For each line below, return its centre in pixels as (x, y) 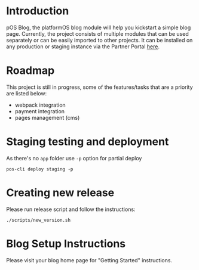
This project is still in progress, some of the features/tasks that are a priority (99, 87)
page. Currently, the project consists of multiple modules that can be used (98, 33)
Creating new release (60, 193)
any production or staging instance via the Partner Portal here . (83, 46)
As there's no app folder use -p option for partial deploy (74, 158)
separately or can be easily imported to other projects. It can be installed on (99, 40)
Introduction (38, 11)
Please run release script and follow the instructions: (71, 209)
